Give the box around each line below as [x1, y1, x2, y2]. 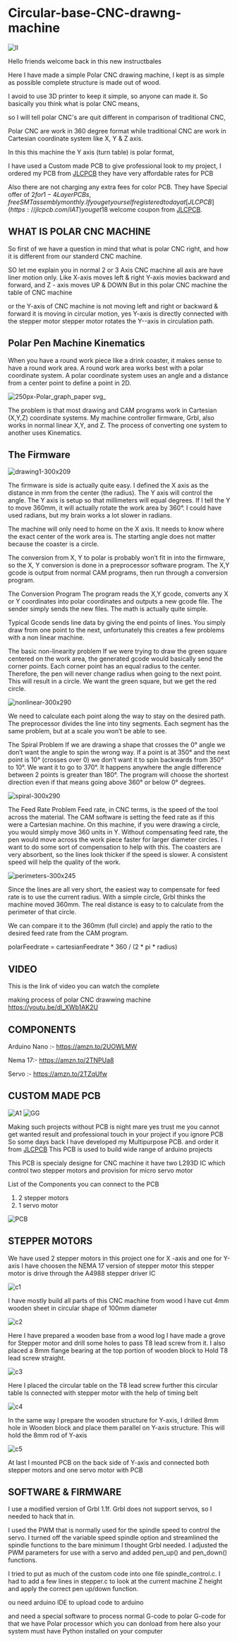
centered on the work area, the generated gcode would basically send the [8, 654, 224, 663]
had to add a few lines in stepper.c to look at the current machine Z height [8, 1577, 223, 1586]
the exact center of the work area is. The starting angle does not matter [8, 532, 216, 541]
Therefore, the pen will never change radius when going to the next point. [8, 669, 222, 678]
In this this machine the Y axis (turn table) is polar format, [8, 148, 175, 156]
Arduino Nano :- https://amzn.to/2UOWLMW [8, 1043, 138, 1050]
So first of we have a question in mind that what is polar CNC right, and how [8, 244, 229, 253]
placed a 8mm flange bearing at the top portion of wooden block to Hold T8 [8, 1346, 229, 1355]
